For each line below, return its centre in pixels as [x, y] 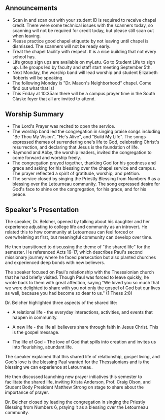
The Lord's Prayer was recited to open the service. [64, 126]
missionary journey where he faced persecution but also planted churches [81, 257]
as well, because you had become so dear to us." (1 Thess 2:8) [69, 293]
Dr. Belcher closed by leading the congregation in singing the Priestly [75, 402]
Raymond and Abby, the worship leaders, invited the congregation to [82, 152]
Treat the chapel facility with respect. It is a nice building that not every [84, 51]
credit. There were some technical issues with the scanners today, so [82, 25]
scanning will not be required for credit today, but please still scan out [83, 30]
